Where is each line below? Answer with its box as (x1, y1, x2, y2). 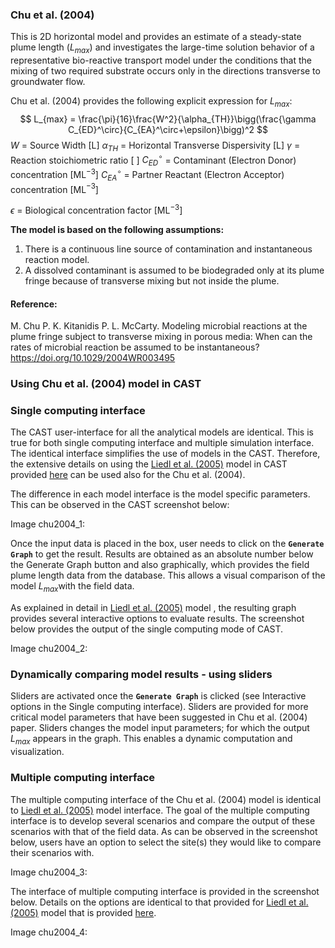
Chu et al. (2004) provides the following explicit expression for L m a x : (10, 95, 293, 109)
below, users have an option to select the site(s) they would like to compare (10, 836, 322, 848)
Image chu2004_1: (10, 518, 85, 530)
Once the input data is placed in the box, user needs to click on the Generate (10, 538, 325, 550)
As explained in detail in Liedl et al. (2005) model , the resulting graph (10, 602, 297, 614)
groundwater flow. (10, 76, 86, 88)
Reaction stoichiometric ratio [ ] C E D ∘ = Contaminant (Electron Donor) (10, 152, 297, 168)
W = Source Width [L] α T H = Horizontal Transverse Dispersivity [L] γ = (10, 139, 301, 153)
